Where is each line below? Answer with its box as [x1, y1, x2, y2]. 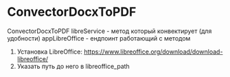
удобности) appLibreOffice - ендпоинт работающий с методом [7, 34, 191, 42]
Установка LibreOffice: [16, 47, 83, 56]
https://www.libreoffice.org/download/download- [83, 47, 223, 56]
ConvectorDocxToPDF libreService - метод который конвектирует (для [7, 27, 212, 35]
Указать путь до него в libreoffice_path [16, 62, 130, 70]
